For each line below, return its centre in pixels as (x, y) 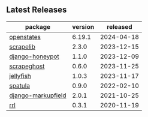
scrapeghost (27, 66)
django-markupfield (38, 95)
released (120, 26)
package (38, 26)
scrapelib (22, 46)
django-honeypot (34, 56)
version (83, 26)
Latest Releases (37, 10)
